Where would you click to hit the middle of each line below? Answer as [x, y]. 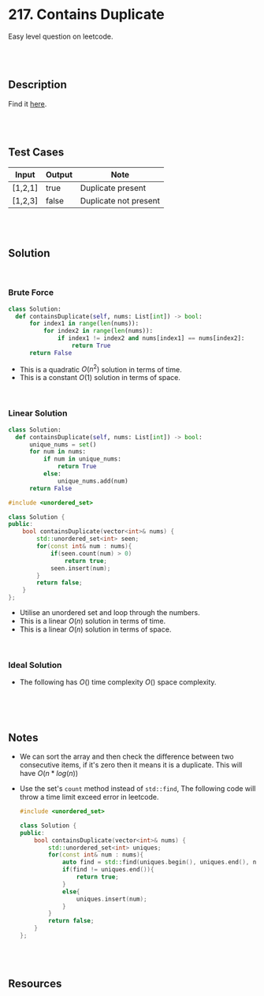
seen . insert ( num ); [80, 568]
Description [37, 85]
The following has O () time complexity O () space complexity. [118, 682]
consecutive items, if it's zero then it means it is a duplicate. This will [131, 765]
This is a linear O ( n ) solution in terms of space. [95, 629]
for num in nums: [58, 452]
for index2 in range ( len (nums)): [98, 331]
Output [59, 174]
